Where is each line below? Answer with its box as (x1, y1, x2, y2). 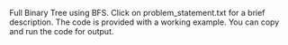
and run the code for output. (9, 26, 114, 36)
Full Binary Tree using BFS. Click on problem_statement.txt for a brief (9, 8, 265, 18)
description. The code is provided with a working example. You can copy (9, 17, 280, 27)
